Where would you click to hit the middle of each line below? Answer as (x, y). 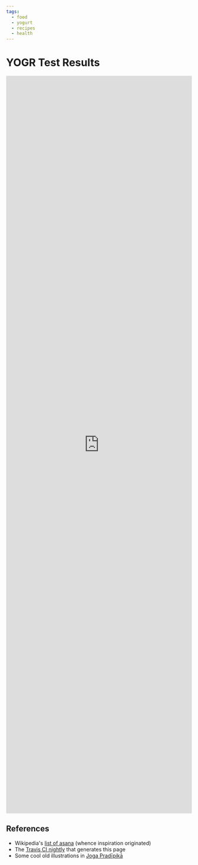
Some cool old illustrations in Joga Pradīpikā (69, 856)
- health (22, 34)
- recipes (23, 28)
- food (19, 17)
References (28, 829)
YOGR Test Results (53, 63)
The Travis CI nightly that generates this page (70, 849)
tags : (13, 12)
